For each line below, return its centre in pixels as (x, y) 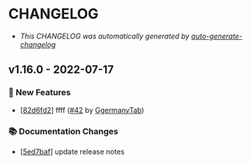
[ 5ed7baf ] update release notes (72, 151)
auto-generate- (217, 36)
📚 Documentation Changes (63, 131)
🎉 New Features (40, 93)
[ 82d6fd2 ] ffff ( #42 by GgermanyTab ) (82, 110)
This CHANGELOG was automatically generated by (105, 36)
